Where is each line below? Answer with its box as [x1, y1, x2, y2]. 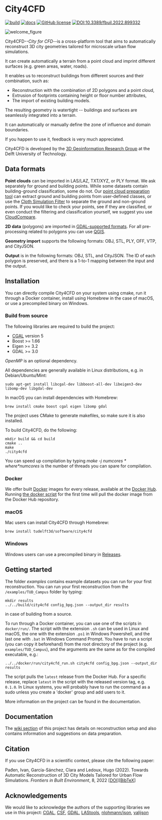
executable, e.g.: [5, 651, 39, 657]
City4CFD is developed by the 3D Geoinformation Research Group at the [5, 145, 150, 151]
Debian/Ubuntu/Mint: [5, 372, 47, 378]
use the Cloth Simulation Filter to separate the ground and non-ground [5, 198, 146, 204]
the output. [5, 263, 27, 268]
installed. [5, 417, 23, 424]
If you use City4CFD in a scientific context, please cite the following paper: [5, 758, 155, 764]
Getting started [5, 566, 52, 574]
